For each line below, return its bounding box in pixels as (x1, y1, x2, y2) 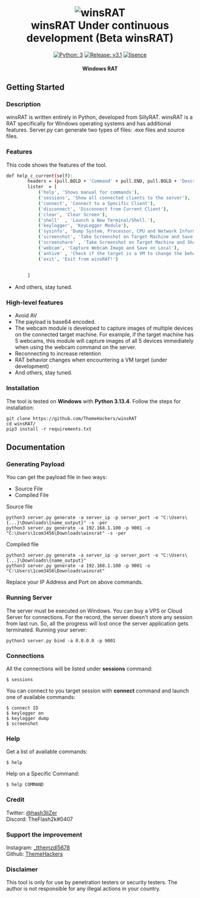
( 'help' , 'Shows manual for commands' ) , (37, 189, 140, 195)
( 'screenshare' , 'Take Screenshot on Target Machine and (37, 240, 185, 246)
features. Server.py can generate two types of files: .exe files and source (6, 126, 185, 134)
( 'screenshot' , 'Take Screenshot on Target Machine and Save (37, 234, 193, 240)
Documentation (6, 442, 65, 452)
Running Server (6, 593, 52, 602)
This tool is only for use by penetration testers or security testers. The (6, 879, 177, 886)
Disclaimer (6, 865, 38, 874)
